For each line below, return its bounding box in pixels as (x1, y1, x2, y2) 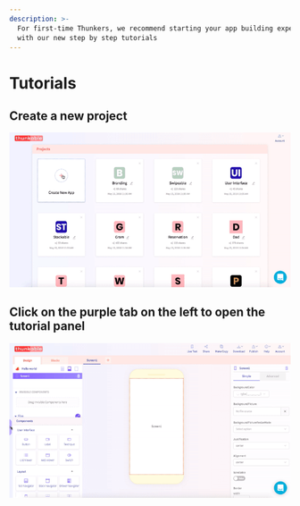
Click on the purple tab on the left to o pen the (9, 305, 266, 320)
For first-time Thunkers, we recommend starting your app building (17, 23, 274, 33)
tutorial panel (9, 318, 86, 334)
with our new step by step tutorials (17, 33, 158, 42)
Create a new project (9, 108, 128, 123)
